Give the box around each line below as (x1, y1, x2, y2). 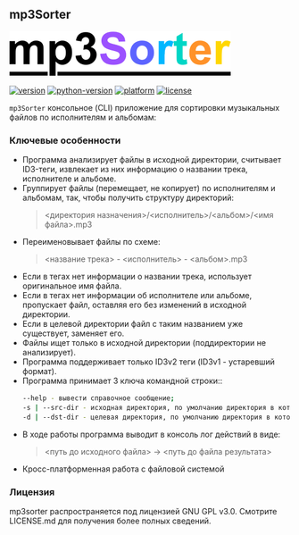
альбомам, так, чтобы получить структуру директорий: (21, 192, 235, 204)
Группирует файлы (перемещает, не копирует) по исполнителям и (21, 183, 276, 194)
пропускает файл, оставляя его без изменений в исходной (21, 299, 247, 311)
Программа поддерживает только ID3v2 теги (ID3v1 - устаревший (21, 356, 275, 367)
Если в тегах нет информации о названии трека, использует (21, 272, 253, 282)
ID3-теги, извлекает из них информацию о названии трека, (21, 164, 248, 175)
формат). (21, 366, 57, 377)
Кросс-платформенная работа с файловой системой (21, 464, 225, 474)
